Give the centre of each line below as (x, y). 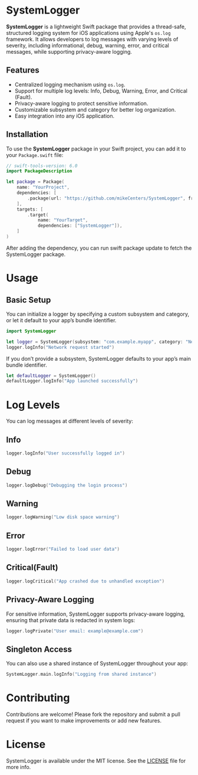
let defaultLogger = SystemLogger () (51, 375)
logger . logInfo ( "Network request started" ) (60, 347)
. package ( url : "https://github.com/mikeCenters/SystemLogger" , (106, 198)
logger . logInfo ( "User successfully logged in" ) (66, 453)
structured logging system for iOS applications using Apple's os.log (88, 32)
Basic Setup (29, 300)
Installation (27, 134)
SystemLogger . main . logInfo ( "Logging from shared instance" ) (82, 674)
